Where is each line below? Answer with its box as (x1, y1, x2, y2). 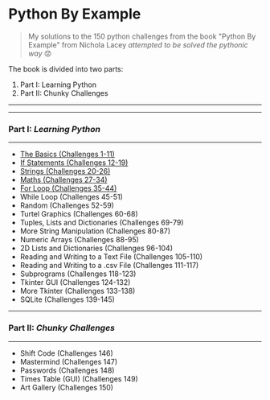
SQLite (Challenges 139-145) (19, 295, 115, 304)
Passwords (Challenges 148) (19, 365, 115, 375)
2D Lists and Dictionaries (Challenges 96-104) (19, 243, 174, 254)
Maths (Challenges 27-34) (19, 175, 108, 185)
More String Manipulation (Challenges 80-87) (19, 226, 171, 236)
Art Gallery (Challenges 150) (19, 382, 114, 392)
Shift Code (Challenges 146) (19, 348, 114, 358)
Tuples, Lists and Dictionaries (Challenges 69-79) (19, 218, 184, 228)
